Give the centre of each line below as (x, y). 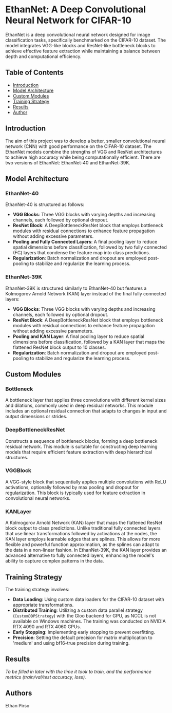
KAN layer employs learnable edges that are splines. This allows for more (83, 539)
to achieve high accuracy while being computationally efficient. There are (83, 157)
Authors (19, 693)
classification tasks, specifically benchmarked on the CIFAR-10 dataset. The (85, 40)
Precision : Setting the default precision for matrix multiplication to (82, 637)
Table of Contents (35, 73)
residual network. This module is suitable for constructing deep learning (81, 446)
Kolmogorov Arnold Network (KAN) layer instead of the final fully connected (85, 293)
